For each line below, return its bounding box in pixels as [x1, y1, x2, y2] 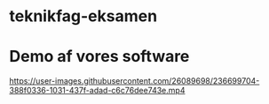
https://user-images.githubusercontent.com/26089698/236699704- [9, 76, 260, 86]
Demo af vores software [9, 47, 190, 67]
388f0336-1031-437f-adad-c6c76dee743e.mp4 [9, 85, 186, 96]
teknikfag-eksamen [9, 6, 158, 26]
